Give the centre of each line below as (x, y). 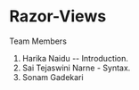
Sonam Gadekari (53, 77)
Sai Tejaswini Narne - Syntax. (76, 68)
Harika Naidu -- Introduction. (75, 58)
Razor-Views (58, 16)
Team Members (38, 41)
